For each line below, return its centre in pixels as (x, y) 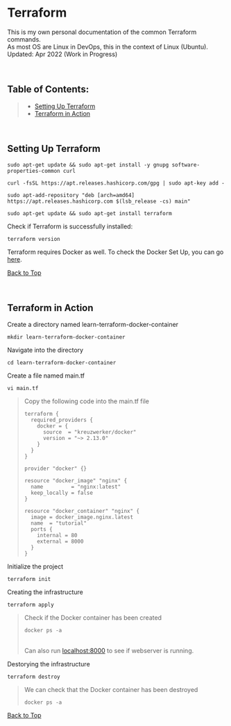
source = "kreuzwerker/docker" (89, 432)
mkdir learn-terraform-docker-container (67, 337)
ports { (42, 530)
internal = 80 (57, 536)
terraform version (34, 239)
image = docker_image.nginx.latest (82, 517)
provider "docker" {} (55, 469)
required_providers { (62, 420)
